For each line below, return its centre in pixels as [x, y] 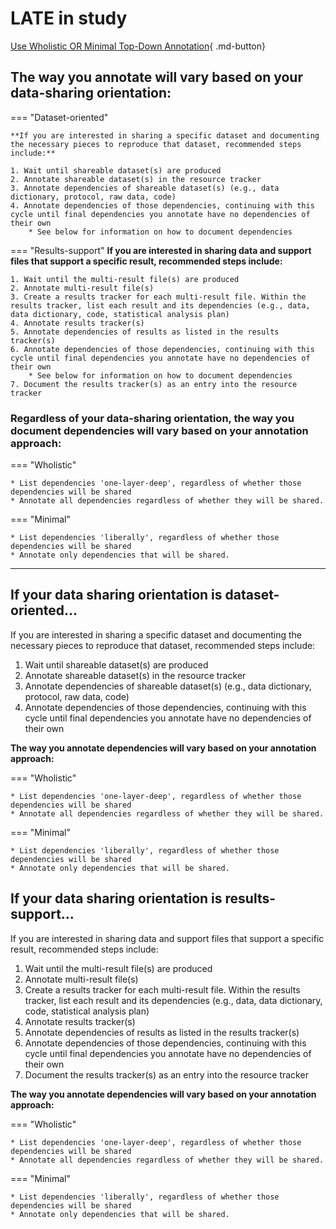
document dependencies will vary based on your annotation [159, 430]
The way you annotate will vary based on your [156, 77]
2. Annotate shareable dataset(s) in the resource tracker [136, 179]
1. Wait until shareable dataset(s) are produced [116, 170]
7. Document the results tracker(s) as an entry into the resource [154, 384]
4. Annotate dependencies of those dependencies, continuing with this [162, 205]
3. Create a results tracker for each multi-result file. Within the [158, 297]
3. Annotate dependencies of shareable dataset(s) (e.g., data [145, 188]
